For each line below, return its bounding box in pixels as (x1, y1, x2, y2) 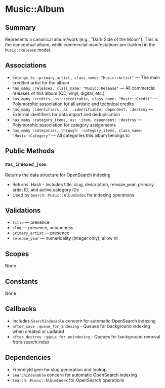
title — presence (12, 219, 50, 225)
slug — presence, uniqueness (12, 225, 74, 231)
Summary (5, 23, 36, 32)
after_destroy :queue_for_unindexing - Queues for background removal (12, 333, 161, 339)
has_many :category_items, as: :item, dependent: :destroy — (12, 117, 142, 123)
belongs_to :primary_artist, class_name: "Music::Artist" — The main (12, 74, 160, 80)
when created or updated (12, 328, 64, 334)
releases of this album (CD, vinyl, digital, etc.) (12, 90, 105, 96)
